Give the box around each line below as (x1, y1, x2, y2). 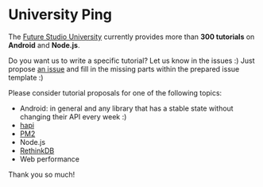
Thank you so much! (8, 169, 75, 179)
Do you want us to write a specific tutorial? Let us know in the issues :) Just (8, 56, 256, 65)
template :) (8, 72, 44, 82)
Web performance (19, 154, 79, 164)
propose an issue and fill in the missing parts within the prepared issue (8, 64, 240, 73)
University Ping (8, 6, 113, 24)
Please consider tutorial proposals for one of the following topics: (8, 88, 222, 97)
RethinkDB (19, 146, 55, 155)
